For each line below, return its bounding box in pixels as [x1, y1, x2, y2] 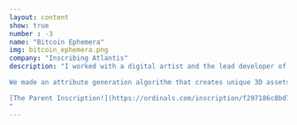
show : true [9, 21, 49, 30]
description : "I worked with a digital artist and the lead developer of [9, 62, 287, 71]
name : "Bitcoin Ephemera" [9, 37, 104, 47]
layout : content [9, 12, 69, 22]
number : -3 [9, 29, 53, 38]
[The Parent [9, 93, 53, 102]
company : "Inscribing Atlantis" [9, 54, 128, 62]
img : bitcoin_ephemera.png [9, 46, 109, 55]
